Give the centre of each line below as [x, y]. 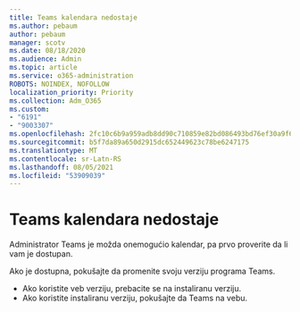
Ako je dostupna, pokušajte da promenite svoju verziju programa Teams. [142, 271]
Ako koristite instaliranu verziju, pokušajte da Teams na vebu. [135, 298]
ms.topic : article [43, 68]
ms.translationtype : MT [54, 150]
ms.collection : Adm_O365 [55, 101]
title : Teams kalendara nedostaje [74, 17]
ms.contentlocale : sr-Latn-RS [66, 159]
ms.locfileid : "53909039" [57, 175]
